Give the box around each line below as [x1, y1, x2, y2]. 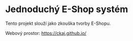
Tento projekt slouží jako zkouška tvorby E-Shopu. [5, 20, 111, 26]
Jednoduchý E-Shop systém [5, 4, 128, 15]
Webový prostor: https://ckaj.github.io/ [5, 30, 87, 36]
